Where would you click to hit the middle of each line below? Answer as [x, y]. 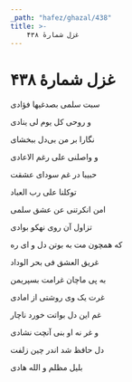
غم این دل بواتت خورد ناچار [56, 315]
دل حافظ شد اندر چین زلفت [57, 350]
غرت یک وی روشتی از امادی [57, 297]
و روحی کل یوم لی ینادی [51, 122]
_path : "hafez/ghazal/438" [61, 18]
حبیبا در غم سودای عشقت [54, 175]
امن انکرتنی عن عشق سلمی [58, 210]
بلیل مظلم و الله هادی [47, 368]
